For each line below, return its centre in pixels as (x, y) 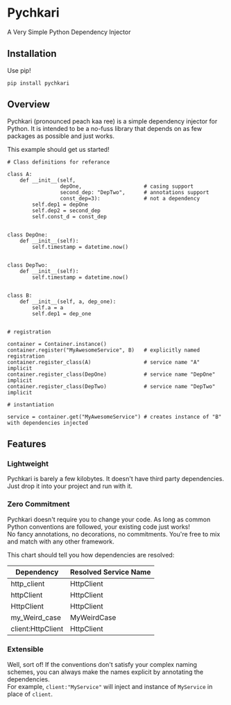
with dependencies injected (48, 423)
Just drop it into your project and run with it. (70, 486)
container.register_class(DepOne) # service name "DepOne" (111, 374)
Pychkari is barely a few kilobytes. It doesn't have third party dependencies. (115, 479)
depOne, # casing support (127, 186)
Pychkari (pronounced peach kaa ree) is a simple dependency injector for (112, 121)
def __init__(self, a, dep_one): (68, 302)
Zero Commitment (39, 504)
